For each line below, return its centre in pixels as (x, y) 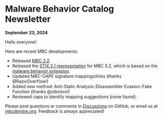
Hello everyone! (21, 42)
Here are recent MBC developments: (42, 51)
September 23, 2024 (27, 32)
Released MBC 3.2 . (31, 60)
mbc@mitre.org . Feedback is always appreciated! (55, 111)
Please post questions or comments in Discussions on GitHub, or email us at (81, 106)
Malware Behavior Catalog (60, 9)
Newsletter (28, 19)
